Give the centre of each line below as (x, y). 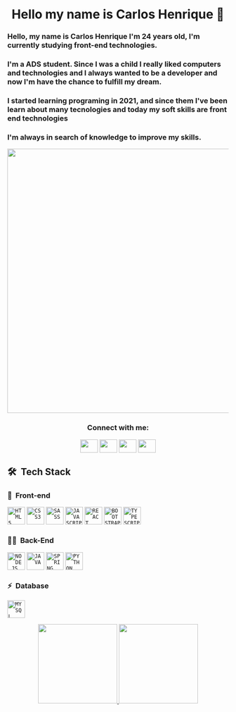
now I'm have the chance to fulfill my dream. (85, 82)
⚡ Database (28, 586)
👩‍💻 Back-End (31, 541)
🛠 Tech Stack (39, 472)
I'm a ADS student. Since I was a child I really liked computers (114, 64)
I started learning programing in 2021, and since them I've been (118, 100)
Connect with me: (118, 428)
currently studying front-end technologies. (83, 45)
